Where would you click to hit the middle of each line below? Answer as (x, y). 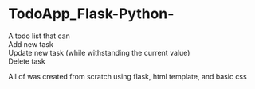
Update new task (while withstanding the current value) (99, 52)
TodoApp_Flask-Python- (91, 14)
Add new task (31, 44)
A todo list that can (39, 36)
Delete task (27, 61)
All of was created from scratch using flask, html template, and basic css (127, 76)
